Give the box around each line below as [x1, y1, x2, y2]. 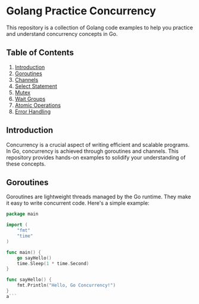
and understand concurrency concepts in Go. [6, 30, 118, 37]
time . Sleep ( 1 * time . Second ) [17, 260, 89, 266]
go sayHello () [17, 255, 52, 261]
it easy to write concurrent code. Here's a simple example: [6, 199, 150, 207]
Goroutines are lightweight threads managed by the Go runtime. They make [6, 193, 192, 201]
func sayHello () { [6, 277, 52, 283]
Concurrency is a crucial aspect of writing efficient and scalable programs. [6, 141, 189, 148]
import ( [6, 222, 28, 228]
